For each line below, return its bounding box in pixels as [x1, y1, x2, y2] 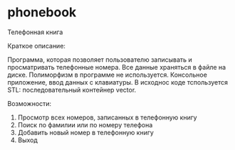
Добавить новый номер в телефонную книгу [17, 128, 155, 136]
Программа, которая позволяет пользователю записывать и [7, 55, 192, 64]
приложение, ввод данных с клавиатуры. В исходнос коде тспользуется [7, 77, 228, 86]
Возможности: [7, 99, 52, 107]
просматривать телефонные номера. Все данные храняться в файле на [7, 63, 226, 71]
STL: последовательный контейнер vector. [7, 85, 137, 94]
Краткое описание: [7, 41, 66, 50]
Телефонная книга [7, 28, 63, 36]
